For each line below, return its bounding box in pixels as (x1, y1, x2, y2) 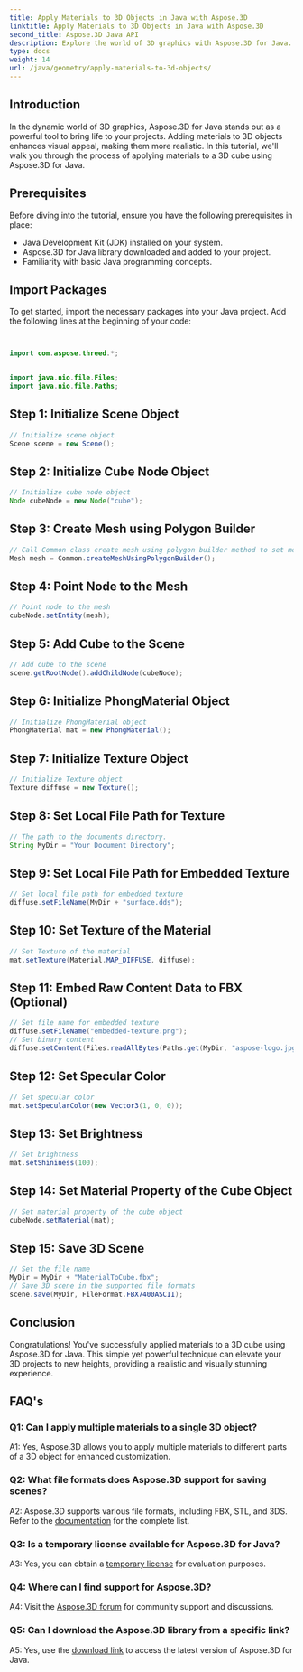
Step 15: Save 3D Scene (9, 1240, 145, 1256)
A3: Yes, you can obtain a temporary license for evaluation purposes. (9, 1558, 266, 1569)
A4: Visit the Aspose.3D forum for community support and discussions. (9, 1602, 274, 1612)
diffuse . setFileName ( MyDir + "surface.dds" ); (9, 898, 183, 907)
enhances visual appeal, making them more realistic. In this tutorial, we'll (9, 140, 279, 151)
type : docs (9, 47, 50, 56)
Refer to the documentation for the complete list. (9, 1515, 190, 1526)
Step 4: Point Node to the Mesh (9, 579, 188, 595)
